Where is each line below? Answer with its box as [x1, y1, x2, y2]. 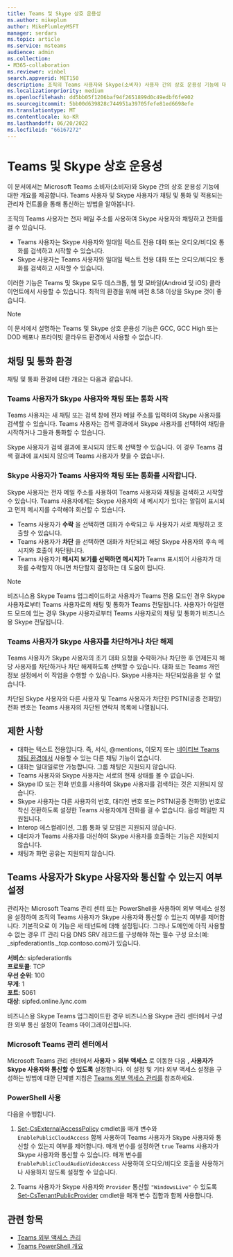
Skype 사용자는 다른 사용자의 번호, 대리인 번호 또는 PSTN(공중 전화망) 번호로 [17, 797, 226, 805]
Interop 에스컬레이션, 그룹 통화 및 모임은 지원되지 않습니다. [17, 823, 177, 831]
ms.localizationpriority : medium [7, 87, 104, 94]
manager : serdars [7, 29, 58, 37]
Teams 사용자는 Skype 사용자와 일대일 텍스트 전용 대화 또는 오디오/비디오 [17, 238, 218, 246]
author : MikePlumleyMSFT [7, 23, 79, 30]
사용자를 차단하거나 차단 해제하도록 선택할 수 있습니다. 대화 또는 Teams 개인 [14, 662, 221, 671]
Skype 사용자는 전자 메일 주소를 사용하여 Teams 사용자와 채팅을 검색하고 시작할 [7, 488, 223, 496]
